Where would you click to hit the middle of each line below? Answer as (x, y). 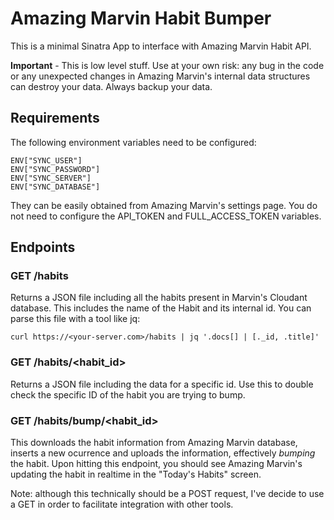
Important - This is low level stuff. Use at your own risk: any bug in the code (167, 65)
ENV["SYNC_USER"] (46, 160)
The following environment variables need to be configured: (133, 142)
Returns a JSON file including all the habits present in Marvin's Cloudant (159, 298)
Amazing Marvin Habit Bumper (141, 18)
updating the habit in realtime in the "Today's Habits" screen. (136, 474)
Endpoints (43, 247)
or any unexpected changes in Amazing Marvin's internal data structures (160, 76)
